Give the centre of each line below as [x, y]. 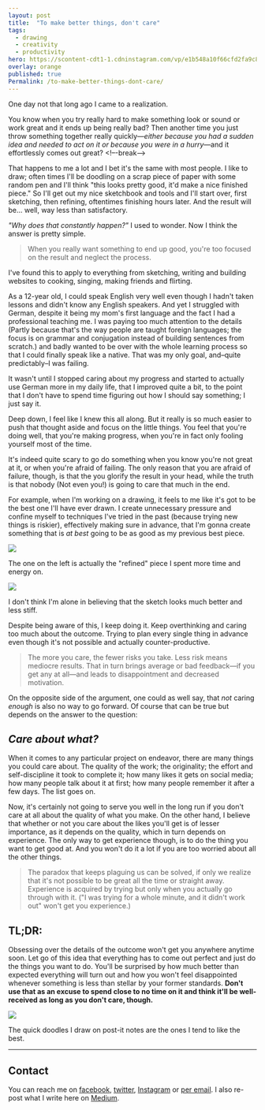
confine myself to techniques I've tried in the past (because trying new [123, 516]
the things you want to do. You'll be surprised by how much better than [123, 967]
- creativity [37, 45]
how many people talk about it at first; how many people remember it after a [131, 783]
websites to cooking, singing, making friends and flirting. [101, 281]
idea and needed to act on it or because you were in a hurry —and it [119, 144]
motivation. [46, 682]
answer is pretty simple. [47, 233]
